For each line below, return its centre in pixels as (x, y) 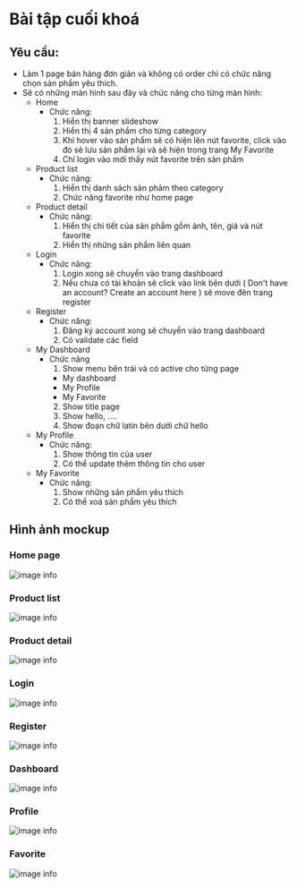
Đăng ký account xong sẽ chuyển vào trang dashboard (164, 330)
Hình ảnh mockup (59, 529)
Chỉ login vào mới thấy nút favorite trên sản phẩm (153, 159)
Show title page (91, 406)
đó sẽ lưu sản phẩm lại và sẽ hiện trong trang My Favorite (168, 149)
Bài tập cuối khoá (75, 19)
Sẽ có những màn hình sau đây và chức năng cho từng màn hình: (142, 93)
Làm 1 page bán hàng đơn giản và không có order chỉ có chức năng (146, 73)
